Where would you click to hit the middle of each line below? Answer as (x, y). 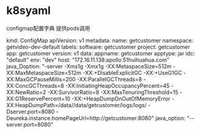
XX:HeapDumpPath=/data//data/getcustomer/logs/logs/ (77, 105)
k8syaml (29, 11)
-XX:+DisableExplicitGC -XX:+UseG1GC (132, 72)
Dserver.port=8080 (30, 111)
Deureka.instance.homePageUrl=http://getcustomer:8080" (80, 118)
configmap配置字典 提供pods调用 (48, 28)
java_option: (170, 118)
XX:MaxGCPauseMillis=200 (41, 79)
